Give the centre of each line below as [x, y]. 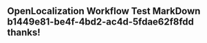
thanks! [24, 32]
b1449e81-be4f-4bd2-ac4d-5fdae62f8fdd [101, 22]
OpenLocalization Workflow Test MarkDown [104, 11]
